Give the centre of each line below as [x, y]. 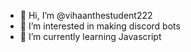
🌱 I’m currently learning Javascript [90, 36]
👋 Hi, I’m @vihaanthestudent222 [86, 15]
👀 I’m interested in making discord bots [100, 26]
